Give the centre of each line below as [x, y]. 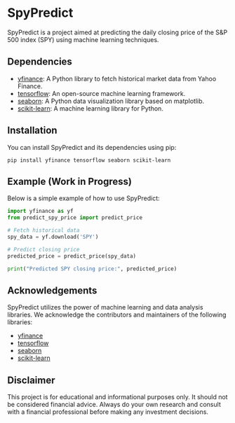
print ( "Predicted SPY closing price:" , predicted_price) [92, 269]
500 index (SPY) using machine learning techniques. [83, 39]
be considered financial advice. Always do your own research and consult [114, 405]
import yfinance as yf [40, 211]
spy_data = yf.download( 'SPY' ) [53, 237]
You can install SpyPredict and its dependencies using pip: [92, 147]
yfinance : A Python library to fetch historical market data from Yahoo [117, 78]
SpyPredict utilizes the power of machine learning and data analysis [105, 307]
